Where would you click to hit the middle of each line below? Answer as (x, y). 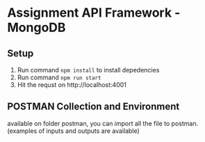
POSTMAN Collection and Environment (93, 107)
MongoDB (36, 27)
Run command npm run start (59, 77)
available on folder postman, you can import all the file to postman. (103, 123)
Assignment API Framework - (94, 13)
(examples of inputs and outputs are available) (74, 131)
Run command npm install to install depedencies (88, 70)
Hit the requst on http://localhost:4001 (72, 85)
